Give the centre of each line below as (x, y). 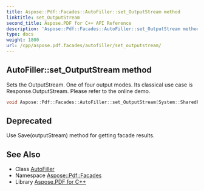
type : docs (20, 34)
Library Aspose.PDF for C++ (51, 182)
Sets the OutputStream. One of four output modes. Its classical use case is (100, 85)
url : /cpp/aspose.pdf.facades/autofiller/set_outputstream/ (84, 46)
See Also (23, 154)
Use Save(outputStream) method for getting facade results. (80, 135)
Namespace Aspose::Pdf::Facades (58, 175)
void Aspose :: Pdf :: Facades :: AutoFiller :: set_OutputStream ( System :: (93, 102)
